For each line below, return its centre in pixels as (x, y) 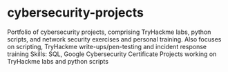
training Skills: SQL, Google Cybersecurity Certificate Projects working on (112, 54)
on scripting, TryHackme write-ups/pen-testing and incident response (107, 46)
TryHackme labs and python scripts (58, 61)
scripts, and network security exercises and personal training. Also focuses (114, 39)
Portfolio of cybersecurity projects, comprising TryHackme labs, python (109, 32)
